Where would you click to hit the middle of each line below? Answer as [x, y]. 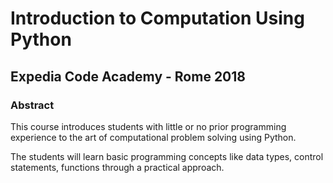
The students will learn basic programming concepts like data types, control [167, 156]
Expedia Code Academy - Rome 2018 [128, 76]
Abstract [32, 105]
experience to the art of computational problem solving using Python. [153, 137]
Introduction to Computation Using [157, 18]
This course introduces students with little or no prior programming [148, 126]
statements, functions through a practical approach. [117, 167]
